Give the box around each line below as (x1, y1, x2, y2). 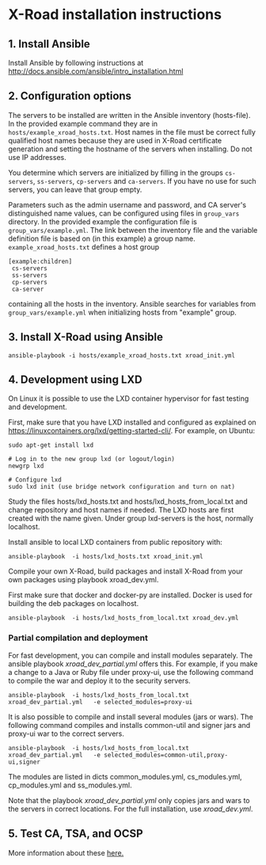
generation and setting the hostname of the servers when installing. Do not (8, 144, 253, 154)
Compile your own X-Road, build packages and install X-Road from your (8, 566, 243, 576)
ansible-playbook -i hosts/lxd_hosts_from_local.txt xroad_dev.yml (8, 614, 239, 623)
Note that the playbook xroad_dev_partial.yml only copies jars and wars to (8, 795, 251, 805)
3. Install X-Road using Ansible (8, 330, 164, 344)
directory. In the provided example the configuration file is (8, 216, 198, 227)
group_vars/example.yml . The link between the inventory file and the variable (8, 225, 258, 234)
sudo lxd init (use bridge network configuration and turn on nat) (8, 483, 236, 491)
